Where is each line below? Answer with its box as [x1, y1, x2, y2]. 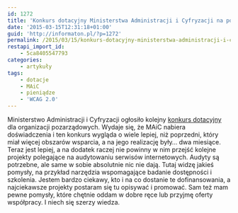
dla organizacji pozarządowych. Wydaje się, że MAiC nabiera [7, 123, 186, 131]
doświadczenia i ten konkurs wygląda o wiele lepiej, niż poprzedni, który [7, 130, 219, 139]
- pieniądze [20, 89, 55, 96]
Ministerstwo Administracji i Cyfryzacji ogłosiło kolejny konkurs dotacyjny [7, 115, 222, 124]
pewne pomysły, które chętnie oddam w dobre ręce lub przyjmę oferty [7, 190, 213, 199]
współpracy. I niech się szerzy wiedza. [7, 198, 120, 206]
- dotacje [20, 76, 50, 84]
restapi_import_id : [7, 43, 65, 50]
